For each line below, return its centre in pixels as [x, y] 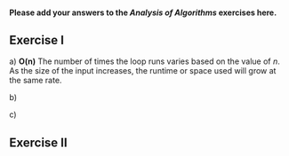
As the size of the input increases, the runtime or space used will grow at [143, 71]
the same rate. [36, 81]
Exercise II [39, 142]
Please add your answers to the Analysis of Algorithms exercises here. [143, 12]
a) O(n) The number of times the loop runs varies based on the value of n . [144, 61]
